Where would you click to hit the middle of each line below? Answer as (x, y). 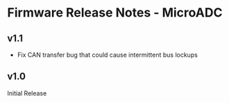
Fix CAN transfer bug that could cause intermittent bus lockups (107, 55)
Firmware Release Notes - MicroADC (115, 13)
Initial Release (27, 93)
